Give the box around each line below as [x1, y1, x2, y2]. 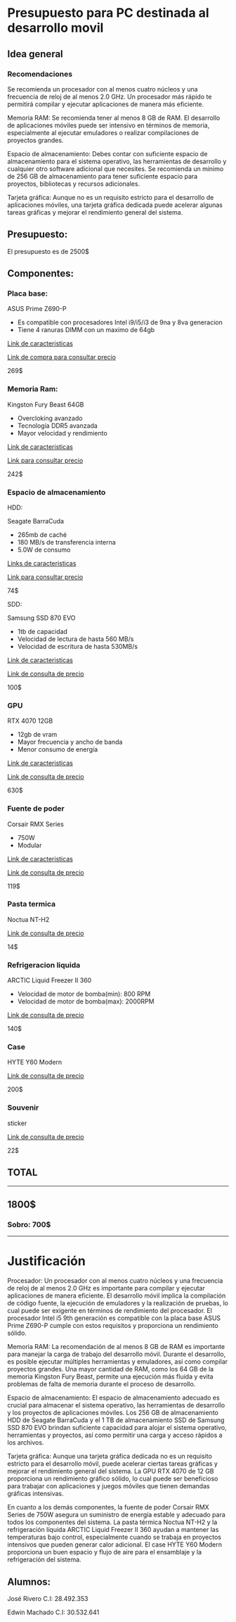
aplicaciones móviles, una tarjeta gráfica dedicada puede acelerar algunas [7, 201, 223, 209]
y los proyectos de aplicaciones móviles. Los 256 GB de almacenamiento [7, 1409, 219, 1417]
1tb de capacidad [17, 627, 68, 635]
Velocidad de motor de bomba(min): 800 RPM [17, 990, 151, 999]
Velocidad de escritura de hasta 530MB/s [17, 642, 138, 650]
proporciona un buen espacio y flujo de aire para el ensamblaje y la [7, 1548, 202, 1557]
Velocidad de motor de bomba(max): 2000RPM [17, 997, 155, 1006]
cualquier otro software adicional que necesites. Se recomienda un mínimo [7, 164, 224, 173]
